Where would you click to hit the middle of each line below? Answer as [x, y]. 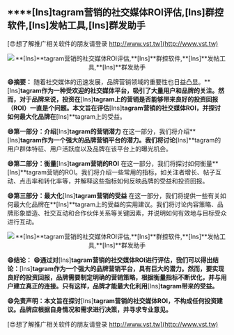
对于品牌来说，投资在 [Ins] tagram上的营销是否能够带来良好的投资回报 [119, 99]
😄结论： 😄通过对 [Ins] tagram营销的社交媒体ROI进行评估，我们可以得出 [110, 260]
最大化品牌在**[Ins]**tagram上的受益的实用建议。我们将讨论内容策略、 [115, 204]
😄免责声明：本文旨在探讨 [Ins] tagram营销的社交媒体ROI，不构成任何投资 [112, 300]
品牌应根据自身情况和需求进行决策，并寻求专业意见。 [95, 309]
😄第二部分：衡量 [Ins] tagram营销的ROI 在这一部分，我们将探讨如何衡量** [113, 163]
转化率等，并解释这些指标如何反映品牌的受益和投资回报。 [126, 181]
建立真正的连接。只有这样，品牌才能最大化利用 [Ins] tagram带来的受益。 [116, 286]
